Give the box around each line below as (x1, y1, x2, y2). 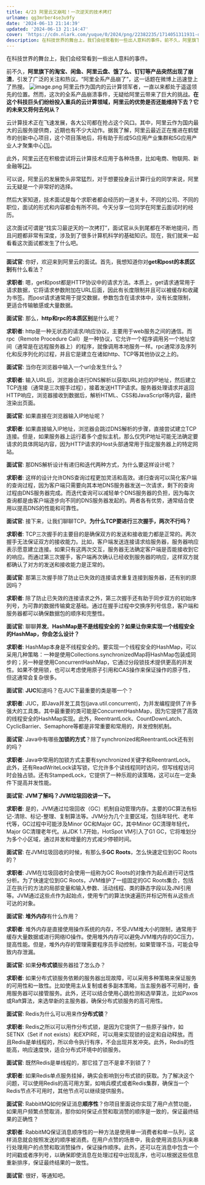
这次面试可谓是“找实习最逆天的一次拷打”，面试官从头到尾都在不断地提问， (6, 224, 193, 231)
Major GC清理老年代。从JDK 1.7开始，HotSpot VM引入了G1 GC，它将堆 (6, 828, 186, 835)
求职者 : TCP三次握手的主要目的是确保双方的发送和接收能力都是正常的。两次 (6, 530, 196, 538)
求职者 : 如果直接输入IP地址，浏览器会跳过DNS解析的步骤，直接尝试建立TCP (6, 425, 197, 432)
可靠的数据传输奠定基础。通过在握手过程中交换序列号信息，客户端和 (27, 602, 199, 609)
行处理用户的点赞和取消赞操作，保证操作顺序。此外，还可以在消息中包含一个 (6, 1144, 199, 1151)
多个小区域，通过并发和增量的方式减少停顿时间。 (11, 835, 135, 843)
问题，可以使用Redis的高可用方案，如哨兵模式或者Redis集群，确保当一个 (6, 1079, 189, 1087)
